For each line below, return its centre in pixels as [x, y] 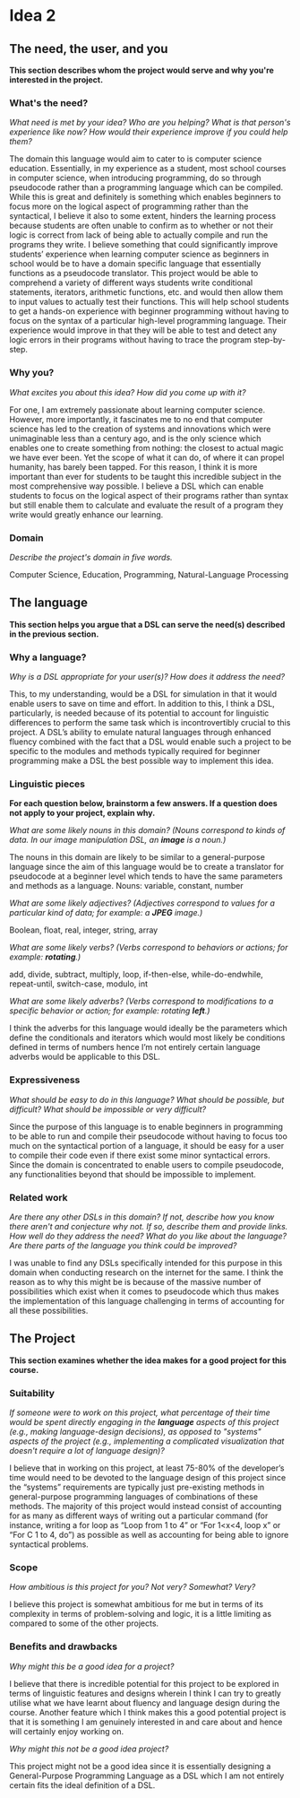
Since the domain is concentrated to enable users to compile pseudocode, [147, 1164]
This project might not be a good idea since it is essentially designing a [140, 1766]
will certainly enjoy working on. [67, 1731]
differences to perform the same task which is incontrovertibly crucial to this [150, 722]
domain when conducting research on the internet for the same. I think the [146, 1272]
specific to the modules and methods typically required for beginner [135, 751]
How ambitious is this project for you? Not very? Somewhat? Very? [133, 1587]
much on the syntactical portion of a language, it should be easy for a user [147, 1145]
